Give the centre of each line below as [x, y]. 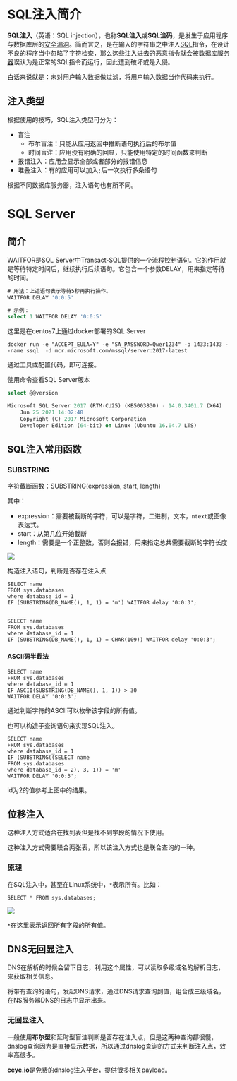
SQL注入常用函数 [44, 449]
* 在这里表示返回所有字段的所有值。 [59, 925]
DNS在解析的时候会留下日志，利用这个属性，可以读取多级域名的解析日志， [116, 967]
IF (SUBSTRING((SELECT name [49, 757]
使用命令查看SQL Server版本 [49, 380]
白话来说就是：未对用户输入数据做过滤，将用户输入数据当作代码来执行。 [112, 77]
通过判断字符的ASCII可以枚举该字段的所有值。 [74, 710]
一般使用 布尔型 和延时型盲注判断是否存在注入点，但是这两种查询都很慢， [112, 1037]
